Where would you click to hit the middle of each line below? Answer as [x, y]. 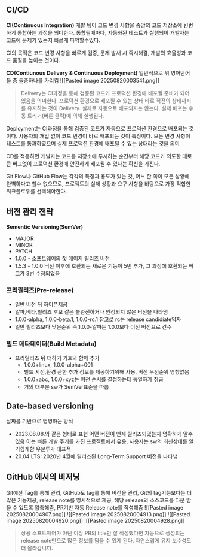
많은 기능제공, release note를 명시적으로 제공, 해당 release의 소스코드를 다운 [96, 500]
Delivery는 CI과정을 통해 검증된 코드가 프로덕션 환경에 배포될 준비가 [100, 93]
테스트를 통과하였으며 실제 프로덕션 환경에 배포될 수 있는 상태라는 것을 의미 [93, 143]
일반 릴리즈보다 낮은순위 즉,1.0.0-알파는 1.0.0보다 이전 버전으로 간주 [93, 326]
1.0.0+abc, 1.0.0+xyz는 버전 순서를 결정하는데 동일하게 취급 [93, 379]
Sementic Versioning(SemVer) [45, 226]
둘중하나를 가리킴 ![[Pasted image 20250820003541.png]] [89, 80]
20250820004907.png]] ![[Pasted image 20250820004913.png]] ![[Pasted [98, 514]
